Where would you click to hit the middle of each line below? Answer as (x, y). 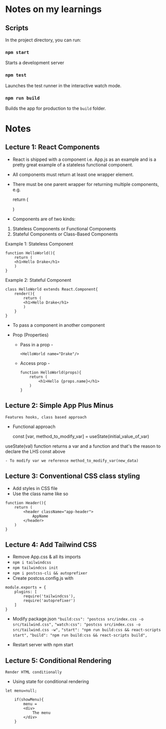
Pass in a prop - (37, 344)
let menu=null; (21, 691)
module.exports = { (26, 588)
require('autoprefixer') (49, 601)
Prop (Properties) (31, 335)
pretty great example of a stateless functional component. (73, 164)
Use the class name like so (40, 494)
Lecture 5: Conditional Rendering (59, 661)
